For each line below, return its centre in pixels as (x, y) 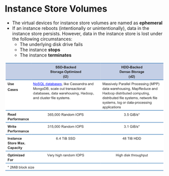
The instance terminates (46, 55)
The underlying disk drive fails (51, 44)
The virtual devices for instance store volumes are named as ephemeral (87, 23)
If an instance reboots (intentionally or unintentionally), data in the (81, 28)
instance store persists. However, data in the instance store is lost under (87, 33)
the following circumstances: (42, 39)
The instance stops (40, 50)
